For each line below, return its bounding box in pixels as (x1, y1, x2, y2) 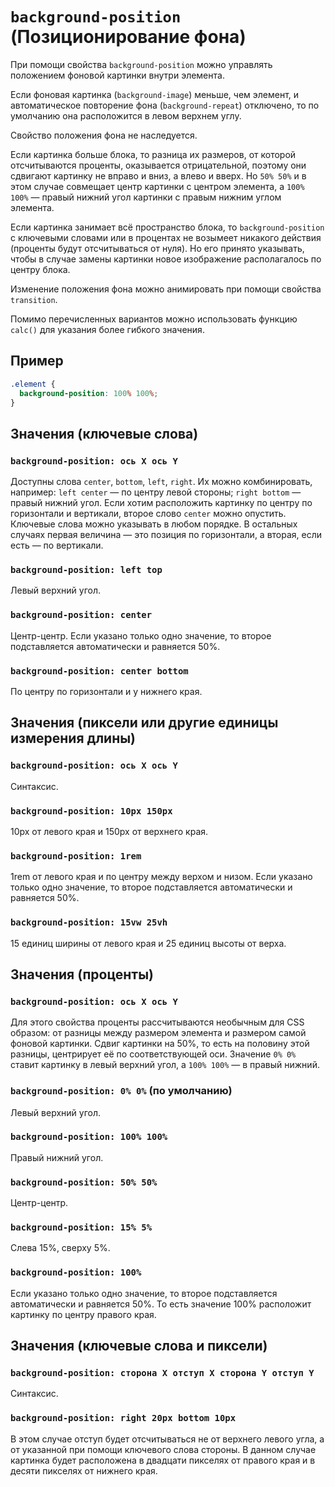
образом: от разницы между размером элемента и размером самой (10, 1027, 307, 1039)
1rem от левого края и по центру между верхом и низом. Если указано (10, 871, 313, 883)
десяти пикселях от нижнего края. (10, 1464, 158, 1477)
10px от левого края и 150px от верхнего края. (10, 825, 209, 837)
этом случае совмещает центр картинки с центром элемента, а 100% (10, 180, 305, 192)
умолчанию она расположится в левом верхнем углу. (10, 109, 242, 122)
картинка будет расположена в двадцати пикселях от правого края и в (10, 1454, 316, 1466)
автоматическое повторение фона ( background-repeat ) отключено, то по (10, 99, 320, 111)
